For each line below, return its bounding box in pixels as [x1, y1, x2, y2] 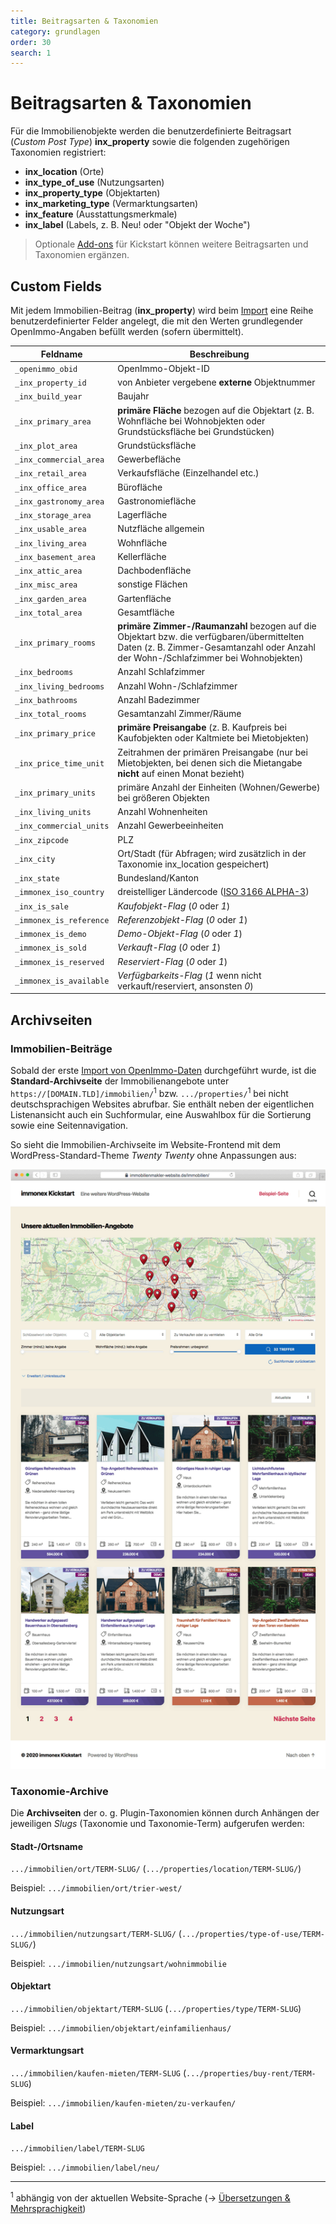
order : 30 [10, 37, 52, 47]
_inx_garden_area [14, 594, 87, 604]
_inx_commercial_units [14, 821, 110, 832]
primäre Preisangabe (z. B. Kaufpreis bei [117, 721, 287, 734]
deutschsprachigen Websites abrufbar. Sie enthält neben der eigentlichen [10, 1098, 315, 1110]
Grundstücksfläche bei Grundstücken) [117, 425, 275, 437]
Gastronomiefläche [117, 495, 197, 507]
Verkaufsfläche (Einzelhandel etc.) [117, 467, 260, 479]
